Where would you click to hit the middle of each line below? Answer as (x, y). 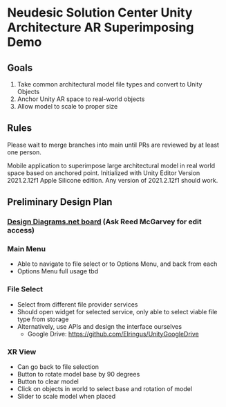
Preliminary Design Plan (60, 202)
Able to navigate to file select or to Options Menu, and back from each (117, 264)
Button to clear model (48, 381)
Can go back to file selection (58, 367)
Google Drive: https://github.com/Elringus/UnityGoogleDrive (113, 334)
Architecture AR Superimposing (101, 27)
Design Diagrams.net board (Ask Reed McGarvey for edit (104, 221)
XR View (22, 352)
